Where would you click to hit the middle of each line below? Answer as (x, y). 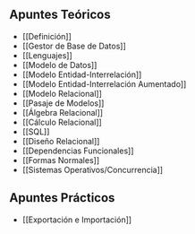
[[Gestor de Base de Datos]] (74, 46)
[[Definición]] (47, 36)
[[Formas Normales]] (61, 160)
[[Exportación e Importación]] (77, 220)
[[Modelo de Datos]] (59, 65)
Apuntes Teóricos (60, 15)
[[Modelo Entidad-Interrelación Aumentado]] (104, 83)
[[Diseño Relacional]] (61, 141)
